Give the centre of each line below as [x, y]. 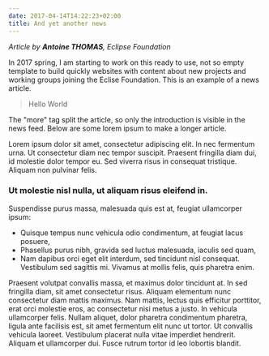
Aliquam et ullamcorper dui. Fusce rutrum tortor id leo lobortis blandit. [125, 343]
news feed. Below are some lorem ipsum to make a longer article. [117, 128]
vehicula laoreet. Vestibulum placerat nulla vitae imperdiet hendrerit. [122, 334]
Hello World [48, 104]
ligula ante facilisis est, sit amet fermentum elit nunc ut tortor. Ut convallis [131, 326]
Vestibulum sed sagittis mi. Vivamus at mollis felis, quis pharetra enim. [137, 267]
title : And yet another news [58, 24]
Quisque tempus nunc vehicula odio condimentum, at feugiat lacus [132, 233]
